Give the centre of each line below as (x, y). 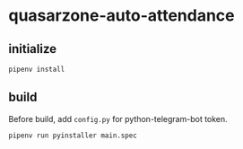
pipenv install (37, 69)
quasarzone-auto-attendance (121, 16)
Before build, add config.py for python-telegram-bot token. (118, 118)
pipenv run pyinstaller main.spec (73, 136)
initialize (33, 49)
